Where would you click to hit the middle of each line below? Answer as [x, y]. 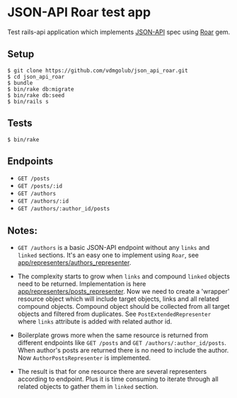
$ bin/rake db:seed [36, 95]
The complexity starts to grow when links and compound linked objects [123, 276]
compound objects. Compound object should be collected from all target [123, 307]
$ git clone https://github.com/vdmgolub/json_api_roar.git [98, 70]
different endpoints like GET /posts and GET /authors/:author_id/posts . [122, 343]
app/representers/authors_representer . [74, 263]
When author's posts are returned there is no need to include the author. [123, 351]
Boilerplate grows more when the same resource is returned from [113, 335]
